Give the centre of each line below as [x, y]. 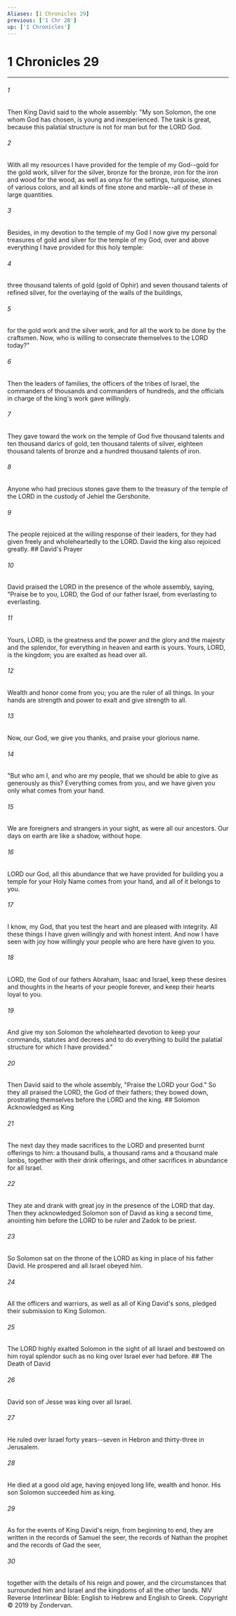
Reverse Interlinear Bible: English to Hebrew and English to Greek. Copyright [118, 1598]
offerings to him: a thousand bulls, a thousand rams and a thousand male [113, 1152]
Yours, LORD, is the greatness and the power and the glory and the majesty [116, 639]
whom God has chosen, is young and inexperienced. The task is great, [109, 119]
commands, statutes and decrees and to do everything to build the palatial [115, 1040]
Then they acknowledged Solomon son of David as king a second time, [110, 1213]
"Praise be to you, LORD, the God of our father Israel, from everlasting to [112, 594]
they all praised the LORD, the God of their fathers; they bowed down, [108, 1093]
